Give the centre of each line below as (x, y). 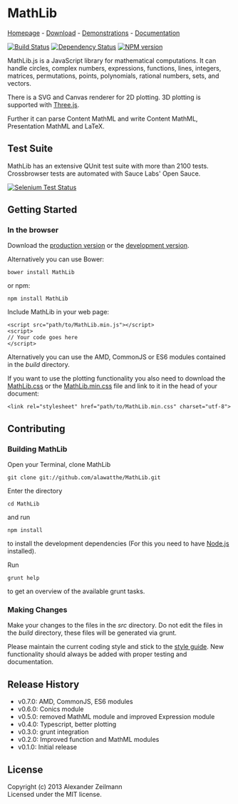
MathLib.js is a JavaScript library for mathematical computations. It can (112, 60)
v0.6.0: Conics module (51, 709)
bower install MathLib (41, 273)
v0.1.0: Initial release (47, 747)
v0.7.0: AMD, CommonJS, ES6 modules (75, 702)
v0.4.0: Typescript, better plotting (67, 724)
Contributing (36, 429)
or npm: (19, 286)
